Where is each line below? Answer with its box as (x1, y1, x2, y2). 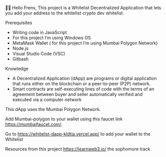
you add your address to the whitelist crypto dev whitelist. (5, 10, 125, 16)
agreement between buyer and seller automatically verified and (12, 91, 143, 97)
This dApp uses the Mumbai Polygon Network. (5, 106, 101, 112)
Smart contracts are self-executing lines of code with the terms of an (12, 86, 155, 92)
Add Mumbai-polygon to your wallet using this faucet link (5, 116, 123, 122)
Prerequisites (5, 20, 32, 25)
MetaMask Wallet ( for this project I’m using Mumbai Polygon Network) (12, 40, 158, 46)
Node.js (12, 45, 29, 51)
